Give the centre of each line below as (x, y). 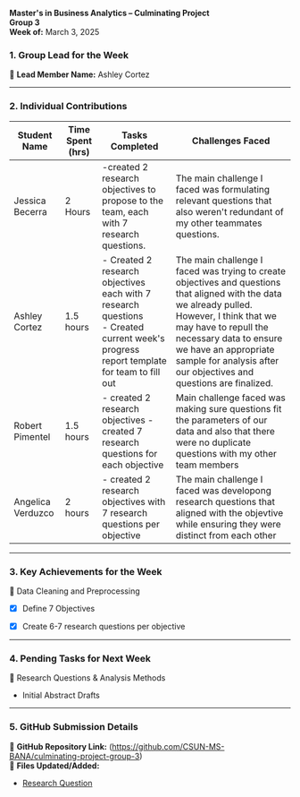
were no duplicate (213, 442)
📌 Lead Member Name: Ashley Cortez (79, 74)
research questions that (225, 501)
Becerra (30, 211)
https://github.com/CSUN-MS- (168, 746)
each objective (133, 465)
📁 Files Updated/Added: (54, 766)
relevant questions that (224, 201)
